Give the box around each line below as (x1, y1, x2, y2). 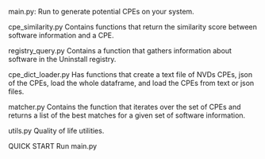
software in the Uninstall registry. (8, 55, 117, 64)
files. (8, 87, 25, 96)
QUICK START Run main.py (8, 142, 98, 150)
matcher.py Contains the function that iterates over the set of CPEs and (8, 103, 241, 111)
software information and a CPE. (8, 31, 114, 40)
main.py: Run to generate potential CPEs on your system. (8, 7, 194, 16)
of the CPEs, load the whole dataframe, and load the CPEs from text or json (8, 79, 255, 87)
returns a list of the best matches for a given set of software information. (8, 111, 246, 120)
